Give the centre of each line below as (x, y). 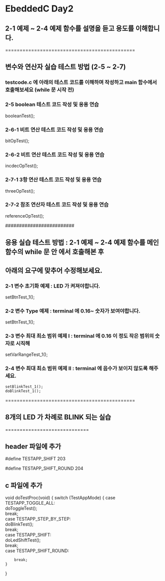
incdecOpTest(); (22, 166)
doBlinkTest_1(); (23, 391)
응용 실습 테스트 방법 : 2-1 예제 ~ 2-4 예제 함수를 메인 (82, 243)
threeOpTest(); (20, 191)
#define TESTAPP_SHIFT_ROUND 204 (44, 468)
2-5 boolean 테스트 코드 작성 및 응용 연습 (52, 104)
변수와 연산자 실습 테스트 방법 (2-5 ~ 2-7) (66, 67)
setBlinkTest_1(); (24, 387)
